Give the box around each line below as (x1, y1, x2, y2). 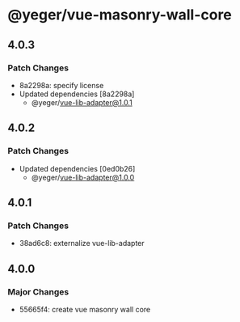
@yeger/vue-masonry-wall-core (7, 6, 232, 24)
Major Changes (7, 286, 69, 297)
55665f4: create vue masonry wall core (19, 304, 151, 314)
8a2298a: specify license (19, 80, 104, 90)
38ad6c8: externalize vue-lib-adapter (19, 239, 145, 248)
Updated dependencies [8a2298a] (19, 89, 135, 99)
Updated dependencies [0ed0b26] (19, 163, 136, 173)
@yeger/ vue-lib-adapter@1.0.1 (31, 97, 133, 107)
